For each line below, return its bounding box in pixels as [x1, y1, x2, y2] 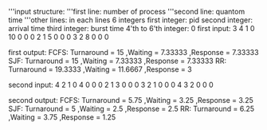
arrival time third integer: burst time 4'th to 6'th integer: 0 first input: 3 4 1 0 [8, 24, 255, 33]
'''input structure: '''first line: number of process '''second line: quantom [8, 7, 245, 16]
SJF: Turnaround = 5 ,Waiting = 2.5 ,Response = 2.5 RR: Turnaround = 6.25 [8, 104, 255, 113]
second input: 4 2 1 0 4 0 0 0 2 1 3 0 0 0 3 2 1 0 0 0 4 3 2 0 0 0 [8, 80, 214, 89]
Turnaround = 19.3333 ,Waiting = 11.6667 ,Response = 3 [8, 65, 193, 74]
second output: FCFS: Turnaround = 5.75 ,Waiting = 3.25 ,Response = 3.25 [8, 96, 253, 104]
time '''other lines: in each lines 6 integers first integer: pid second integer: [8, 15, 253, 25]
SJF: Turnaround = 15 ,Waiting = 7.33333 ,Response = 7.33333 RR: [8, 56, 227, 65]
